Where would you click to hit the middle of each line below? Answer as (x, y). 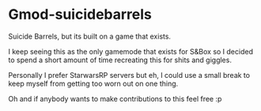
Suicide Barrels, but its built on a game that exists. (90, 36)
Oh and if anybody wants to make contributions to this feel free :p (115, 98)
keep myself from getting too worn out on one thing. (93, 83)
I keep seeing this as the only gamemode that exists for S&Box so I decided (130, 51)
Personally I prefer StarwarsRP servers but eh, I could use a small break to (129, 75)
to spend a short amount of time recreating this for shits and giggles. (120, 60)
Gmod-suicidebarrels (80, 15)
